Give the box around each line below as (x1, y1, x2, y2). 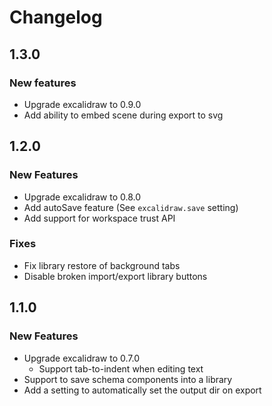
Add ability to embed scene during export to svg (23, 109, 224, 121)
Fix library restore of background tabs (23, 259, 181, 271)
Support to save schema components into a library (23, 373, 233, 385)
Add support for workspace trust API (23, 212, 176, 224)
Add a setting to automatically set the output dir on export (23, 384, 262, 396)
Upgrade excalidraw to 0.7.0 (23, 352, 140, 364)
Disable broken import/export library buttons (23, 270, 208, 282)
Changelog (9, 6, 103, 29)
